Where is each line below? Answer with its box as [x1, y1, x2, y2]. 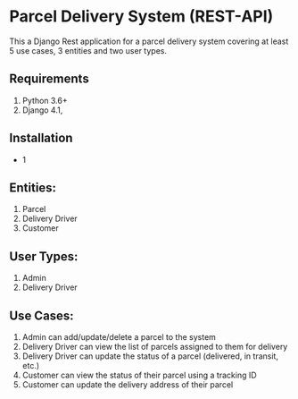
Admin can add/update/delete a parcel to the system [21, 332, 217, 342]
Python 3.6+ [21, 95, 69, 106]
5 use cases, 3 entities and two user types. [9, 45, 168, 55]
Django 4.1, [21, 105, 63, 115]
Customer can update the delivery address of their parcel [21, 379, 234, 390]
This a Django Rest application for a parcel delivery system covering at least [9, 36, 289, 47]
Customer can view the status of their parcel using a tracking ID [21, 369, 257, 380]
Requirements [9, 72, 89, 87]
